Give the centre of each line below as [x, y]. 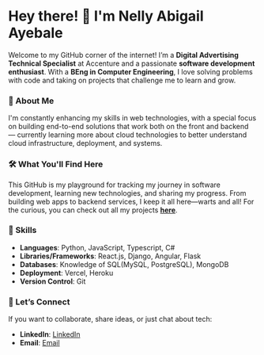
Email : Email [40, 343]
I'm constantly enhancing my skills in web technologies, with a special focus [132, 118]
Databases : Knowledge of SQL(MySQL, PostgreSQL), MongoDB [124, 264]
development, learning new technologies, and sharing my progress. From [127, 193]
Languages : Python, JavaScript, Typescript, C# [97, 247]
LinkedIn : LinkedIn [50, 334]
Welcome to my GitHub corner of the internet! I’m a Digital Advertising [124, 55]
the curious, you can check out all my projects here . [93, 210]
